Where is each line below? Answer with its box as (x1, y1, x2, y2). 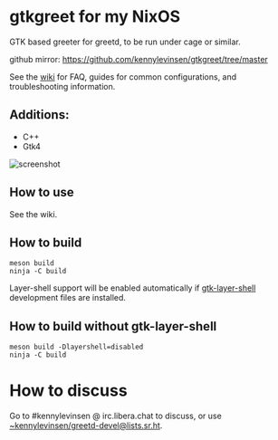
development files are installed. (9, 292, 127, 303)
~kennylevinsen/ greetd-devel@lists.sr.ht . (9, 420, 163, 431)
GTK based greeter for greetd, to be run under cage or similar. (9, 36, 242, 47)
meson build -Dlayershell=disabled (9, 342, 144, 352)
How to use (9, 185, 74, 200)
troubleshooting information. (9, 81, 116, 91)
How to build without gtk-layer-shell (9, 319, 217, 334)
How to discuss (9, 380, 129, 401)
